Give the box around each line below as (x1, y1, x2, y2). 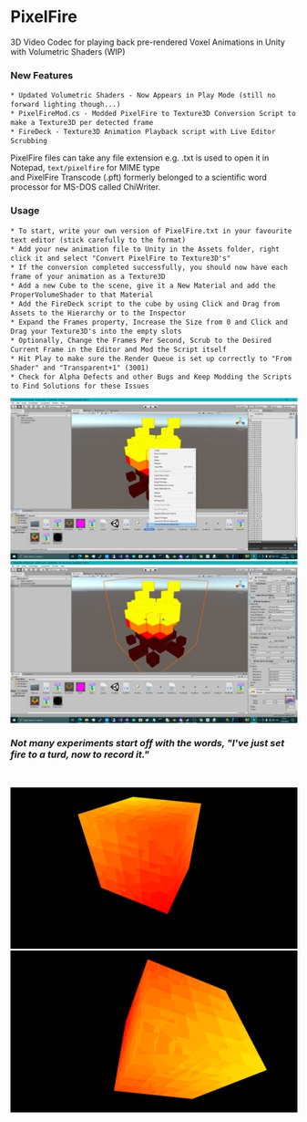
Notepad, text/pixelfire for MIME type (10, 162, 160, 173)
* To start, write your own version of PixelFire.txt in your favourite (10, 226, 292, 235)
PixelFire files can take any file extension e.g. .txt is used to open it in (10, 152, 270, 163)
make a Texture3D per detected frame (10, 119, 154, 128)
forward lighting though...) (10, 100, 121, 109)
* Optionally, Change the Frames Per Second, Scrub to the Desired (10, 336, 272, 345)
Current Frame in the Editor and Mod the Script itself (10, 345, 227, 354)
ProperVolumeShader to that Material (10, 290, 154, 299)
